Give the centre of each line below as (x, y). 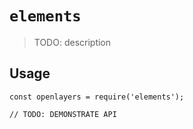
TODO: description (72, 42)
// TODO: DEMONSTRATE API (63, 114)
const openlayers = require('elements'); (97, 97)
